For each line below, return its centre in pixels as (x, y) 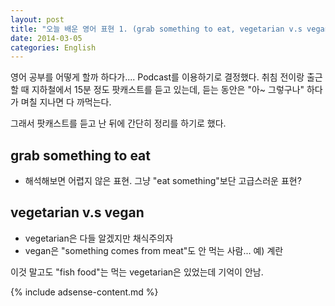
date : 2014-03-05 (46, 38)
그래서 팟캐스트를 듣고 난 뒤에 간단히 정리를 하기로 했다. (118, 123)
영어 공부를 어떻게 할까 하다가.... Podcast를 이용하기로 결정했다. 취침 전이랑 (157, 77)
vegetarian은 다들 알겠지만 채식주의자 (99, 238)
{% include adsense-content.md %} (84, 292)
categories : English (53, 47)
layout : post (37, 19)
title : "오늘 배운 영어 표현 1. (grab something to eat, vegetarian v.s (156, 29)
